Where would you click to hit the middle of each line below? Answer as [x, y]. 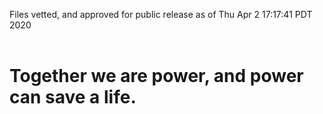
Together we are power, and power [156, 76]
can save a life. [73, 97]
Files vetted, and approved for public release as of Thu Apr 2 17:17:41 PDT [161, 14]
